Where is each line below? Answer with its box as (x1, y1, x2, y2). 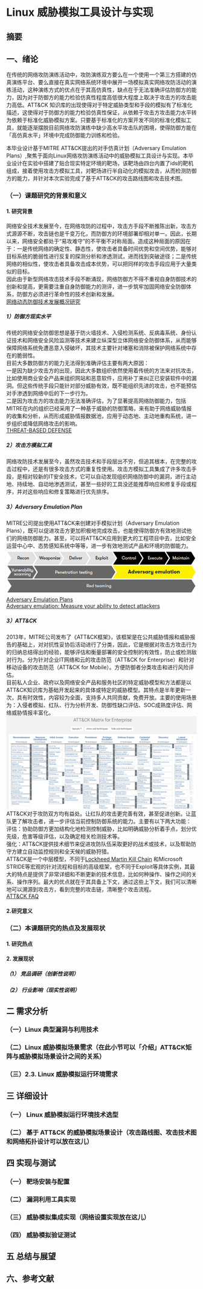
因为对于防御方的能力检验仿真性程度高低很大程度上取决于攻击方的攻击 (16, 94, 192, 101)
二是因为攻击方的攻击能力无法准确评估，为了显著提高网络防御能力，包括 (6, 397, 186, 404)
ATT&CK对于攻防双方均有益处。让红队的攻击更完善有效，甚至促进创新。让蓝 (6, 810, 196, 817)
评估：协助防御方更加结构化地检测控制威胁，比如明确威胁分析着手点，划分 (6, 825, 192, 832)
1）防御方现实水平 (6, 313, 51, 320)
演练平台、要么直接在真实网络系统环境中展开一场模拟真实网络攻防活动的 (11, 79, 192, 86)
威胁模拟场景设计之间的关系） (18, 1052, 106, 1061)
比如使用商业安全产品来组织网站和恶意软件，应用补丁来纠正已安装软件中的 (6, 375, 192, 382)
